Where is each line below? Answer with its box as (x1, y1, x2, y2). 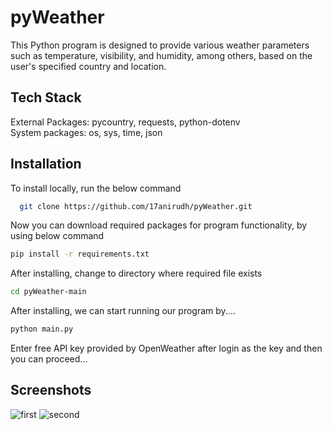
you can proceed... (10, 353, 88, 365)
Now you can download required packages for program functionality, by (10, 219, 308, 231)
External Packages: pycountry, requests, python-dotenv (10, 116, 241, 128)
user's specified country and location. (10, 60, 167, 72)
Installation (10, 156, 82, 173)
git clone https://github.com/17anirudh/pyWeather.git (19, 201, 253, 211)
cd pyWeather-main (10, 287, 87, 297)
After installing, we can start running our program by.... (10, 305, 236, 317)
